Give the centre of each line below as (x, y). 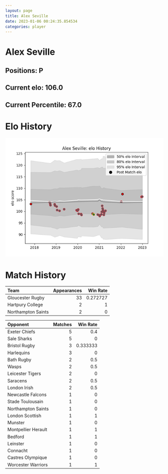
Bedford (16, 437)
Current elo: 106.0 (34, 88)
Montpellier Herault (27, 430)
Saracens (17, 380)
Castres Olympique (27, 457)
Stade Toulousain (25, 402)
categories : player (26, 27)
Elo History (29, 126)
